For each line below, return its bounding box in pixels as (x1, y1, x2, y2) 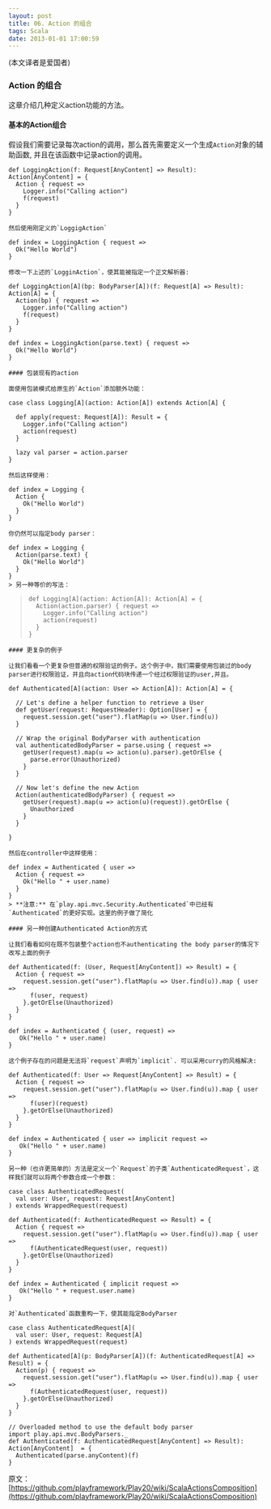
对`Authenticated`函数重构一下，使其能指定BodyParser (8, 1310, 178, 1318)
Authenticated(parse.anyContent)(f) (15, 1451, 139, 1460)
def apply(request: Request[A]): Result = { (15, 413, 168, 421)
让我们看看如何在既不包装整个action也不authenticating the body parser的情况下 (8, 940, 260, 948)
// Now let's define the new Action (15, 784, 139, 792)
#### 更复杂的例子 (8, 646, 63, 654)
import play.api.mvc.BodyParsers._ (8, 1430, 129, 1438)
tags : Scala (8, 27, 49, 35)
